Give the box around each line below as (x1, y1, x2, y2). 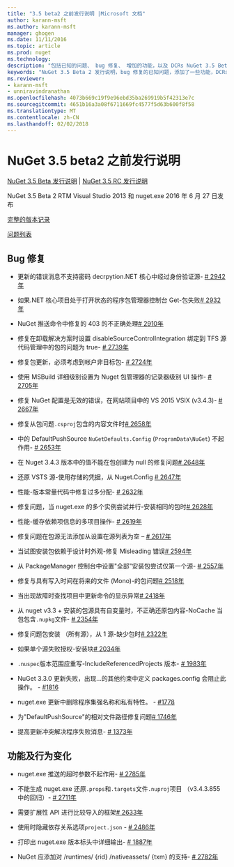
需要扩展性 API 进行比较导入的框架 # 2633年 (17, 808, 143, 817)
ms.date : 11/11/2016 (7, 36, 68, 43)
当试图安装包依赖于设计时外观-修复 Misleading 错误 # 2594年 (17, 547, 192, 555)
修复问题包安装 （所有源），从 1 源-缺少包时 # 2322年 (17, 630, 168, 638)
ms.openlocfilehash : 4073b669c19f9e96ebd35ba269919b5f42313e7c (7, 95, 195, 102)
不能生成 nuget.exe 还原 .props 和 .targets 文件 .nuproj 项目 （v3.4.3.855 (17, 785, 221, 793)
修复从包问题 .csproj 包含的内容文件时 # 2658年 (17, 420, 152, 428)
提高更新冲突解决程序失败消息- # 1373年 (17, 727, 133, 736)
